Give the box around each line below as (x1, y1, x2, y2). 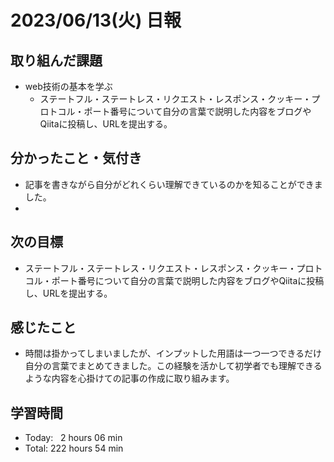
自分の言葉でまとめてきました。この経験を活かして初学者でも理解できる (24, 360, 323, 372)
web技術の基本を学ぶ (24, 81, 113, 92)
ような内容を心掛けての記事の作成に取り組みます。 (24, 372, 235, 385)
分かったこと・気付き (10, 150, 142, 167)
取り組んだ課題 (10, 52, 103, 69)
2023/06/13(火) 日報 (10, 9, 182, 32)
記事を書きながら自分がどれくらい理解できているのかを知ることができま (24, 178, 323, 190)
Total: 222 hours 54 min (24, 442, 124, 455)
